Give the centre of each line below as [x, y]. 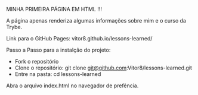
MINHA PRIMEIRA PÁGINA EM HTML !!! [54, 9]
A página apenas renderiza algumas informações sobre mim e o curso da [96, 20]
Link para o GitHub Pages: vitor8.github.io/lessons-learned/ [79, 38]
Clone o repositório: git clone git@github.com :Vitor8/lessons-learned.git [103, 68]
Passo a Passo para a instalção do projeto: [58, 50]
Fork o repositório [37, 61]
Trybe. [14, 27]
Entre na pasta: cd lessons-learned [58, 74]
